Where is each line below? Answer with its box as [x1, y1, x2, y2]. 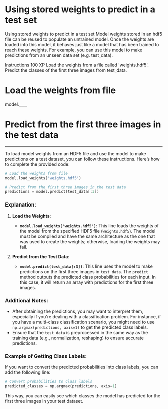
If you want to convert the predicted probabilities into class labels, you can [5, 364, 159, 370]
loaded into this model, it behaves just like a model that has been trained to [5, 41, 159, 47]
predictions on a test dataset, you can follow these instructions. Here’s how [5, 156, 160, 162]
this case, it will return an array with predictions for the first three [19, 279, 154, 285]
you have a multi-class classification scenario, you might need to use [12, 319, 155, 325]
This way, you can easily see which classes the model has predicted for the [5, 392, 161, 399]
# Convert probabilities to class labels [5, 379, 93, 384]
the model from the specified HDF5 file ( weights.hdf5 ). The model [19, 228, 156, 234]
